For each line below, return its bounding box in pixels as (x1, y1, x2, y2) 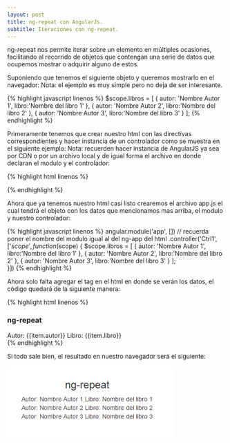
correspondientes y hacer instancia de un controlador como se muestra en (7, 137, 220, 145)
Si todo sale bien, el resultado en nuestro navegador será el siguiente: (7, 352, 206, 360)
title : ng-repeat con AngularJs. (7, 18, 104, 26)
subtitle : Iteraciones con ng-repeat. (7, 26, 119, 32)
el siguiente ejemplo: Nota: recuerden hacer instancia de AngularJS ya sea (7, 144, 220, 153)
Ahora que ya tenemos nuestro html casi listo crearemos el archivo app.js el (7, 199, 223, 207)
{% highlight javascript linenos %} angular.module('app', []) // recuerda (7, 227, 209, 236)
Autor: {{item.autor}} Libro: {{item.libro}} (7, 331, 122, 339)
